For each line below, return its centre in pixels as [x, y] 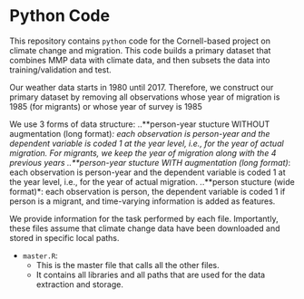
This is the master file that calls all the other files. [127, 265]
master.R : [40, 256]
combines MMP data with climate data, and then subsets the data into [140, 60]
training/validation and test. [60, 70]
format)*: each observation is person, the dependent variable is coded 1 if [147, 191]
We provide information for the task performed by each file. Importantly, [144, 218]
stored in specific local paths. [64, 237]
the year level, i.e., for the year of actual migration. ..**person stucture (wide [152, 181]
